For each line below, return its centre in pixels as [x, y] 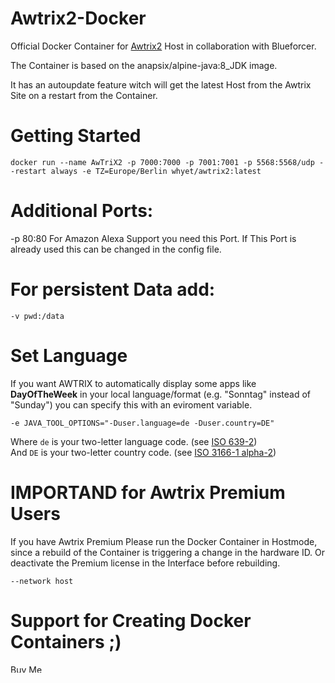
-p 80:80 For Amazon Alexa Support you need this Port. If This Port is [153, 238]
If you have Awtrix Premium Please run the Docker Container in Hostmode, [164, 541]
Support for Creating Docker [131, 620]
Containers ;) [66, 641]
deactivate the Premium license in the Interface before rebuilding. [145, 563]
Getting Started [76, 136]
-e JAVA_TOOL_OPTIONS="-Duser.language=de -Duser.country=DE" [142, 423]
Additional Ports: [82, 211]
